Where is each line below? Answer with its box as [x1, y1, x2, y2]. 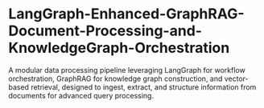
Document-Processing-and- [8, 22, 203, 40]
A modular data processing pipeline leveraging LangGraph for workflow [8, 65, 245, 74]
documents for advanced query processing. [8, 90, 155, 100]
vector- [224, 74, 250, 83]
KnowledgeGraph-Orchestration [8, 39, 230, 57]
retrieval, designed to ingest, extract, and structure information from [31, 82, 257, 92]
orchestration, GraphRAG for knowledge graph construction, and [8, 74, 223, 83]
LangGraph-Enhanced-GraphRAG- [8, 5, 245, 23]
